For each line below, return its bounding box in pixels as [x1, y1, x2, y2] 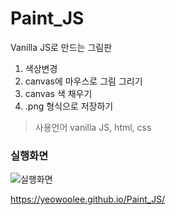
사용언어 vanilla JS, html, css [34, 121, 152, 133]
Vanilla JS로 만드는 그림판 [10, 41, 113, 53]
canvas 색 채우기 [24, 87, 93, 99]
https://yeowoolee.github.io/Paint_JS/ [10, 193, 166, 206]
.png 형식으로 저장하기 [24, 100, 114, 112]
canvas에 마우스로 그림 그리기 [24, 75, 143, 87]
